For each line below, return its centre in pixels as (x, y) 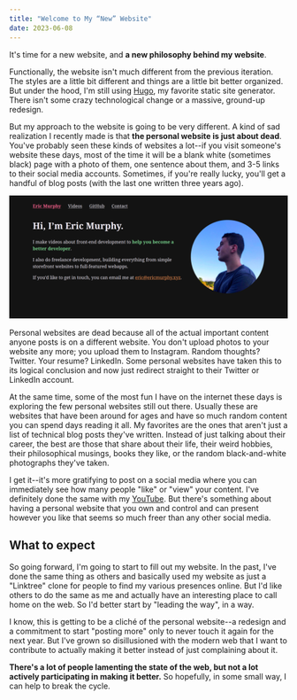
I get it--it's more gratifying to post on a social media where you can (133, 479)
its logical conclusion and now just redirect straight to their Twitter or (134, 370)
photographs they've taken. (59, 463)
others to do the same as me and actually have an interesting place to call (143, 595)
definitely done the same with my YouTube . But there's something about (141, 498)
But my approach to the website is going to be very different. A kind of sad (145, 126)
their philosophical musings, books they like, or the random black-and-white (148, 453)
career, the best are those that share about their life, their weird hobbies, (141, 444)
